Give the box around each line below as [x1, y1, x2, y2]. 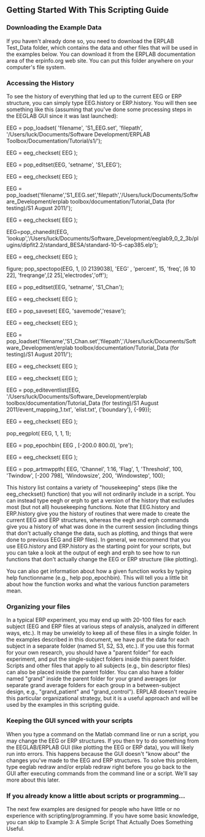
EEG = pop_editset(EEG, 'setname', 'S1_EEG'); [6, 161, 122, 168]
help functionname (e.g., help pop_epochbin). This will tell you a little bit [6, 574, 188, 581]
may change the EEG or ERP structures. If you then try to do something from [6, 737, 199, 744]
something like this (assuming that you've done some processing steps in [6, 106, 192, 113]
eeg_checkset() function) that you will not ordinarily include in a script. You [6, 490, 196, 497]
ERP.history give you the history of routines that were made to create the [6, 510, 190, 517]
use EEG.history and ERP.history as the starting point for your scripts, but [6, 542, 191, 550]
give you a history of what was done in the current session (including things [6, 523, 198, 530]
